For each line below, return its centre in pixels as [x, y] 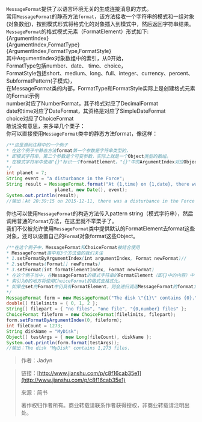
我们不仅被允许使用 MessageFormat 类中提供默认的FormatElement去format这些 [101, 228]
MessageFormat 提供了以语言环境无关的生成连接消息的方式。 [79, 9]
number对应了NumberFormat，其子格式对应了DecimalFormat [82, 103]
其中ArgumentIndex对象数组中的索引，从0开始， [66, 58]
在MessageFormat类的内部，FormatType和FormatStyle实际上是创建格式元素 [101, 88]
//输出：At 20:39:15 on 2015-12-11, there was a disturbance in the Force [100, 201]
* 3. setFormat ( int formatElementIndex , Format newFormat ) [80, 270]
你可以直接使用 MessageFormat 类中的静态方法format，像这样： [82, 134]
